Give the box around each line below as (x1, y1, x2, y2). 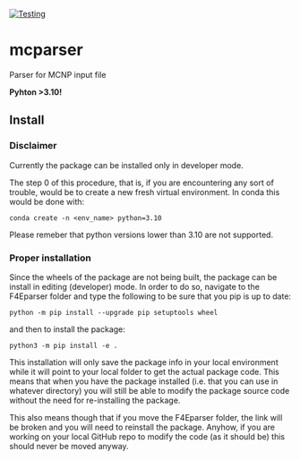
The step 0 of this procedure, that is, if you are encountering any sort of (9, 177, 275, 188)
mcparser (9, 40, 83, 60)
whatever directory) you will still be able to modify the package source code (9, 385, 290, 396)
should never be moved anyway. (9, 440, 129, 451)
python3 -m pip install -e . (9, 341, 118, 350)
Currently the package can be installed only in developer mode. (9, 159, 244, 170)
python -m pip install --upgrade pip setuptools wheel (9, 308, 219, 317)
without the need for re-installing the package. (9, 395, 181, 405)
